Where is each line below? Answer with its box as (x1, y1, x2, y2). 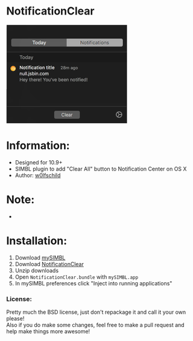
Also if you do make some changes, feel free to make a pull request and (6, 322, 185, 329)
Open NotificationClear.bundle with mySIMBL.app (14, 273, 139, 281)
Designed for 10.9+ (14, 158, 63, 166)
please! (6, 315, 25, 322)
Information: (6, 139, 71, 152)
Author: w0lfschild (14, 171, 61, 179)
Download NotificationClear (14, 260, 84, 267)
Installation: (6, 234, 68, 247)
